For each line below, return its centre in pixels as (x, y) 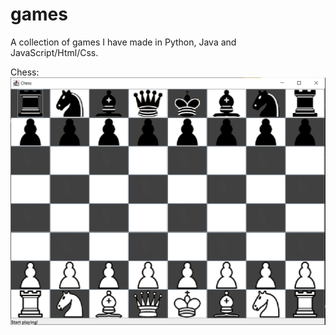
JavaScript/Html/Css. (54, 52)
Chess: (25, 72)
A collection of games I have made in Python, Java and (123, 42)
